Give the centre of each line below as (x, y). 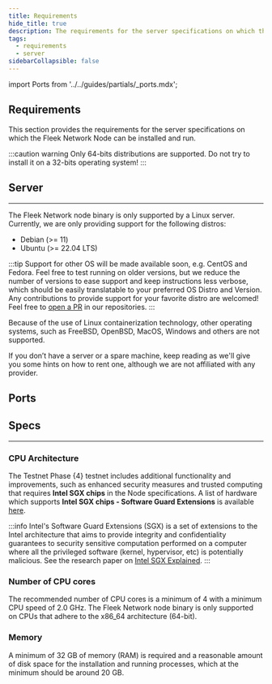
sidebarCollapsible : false (54, 62)
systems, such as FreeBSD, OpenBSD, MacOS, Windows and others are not (134, 331)
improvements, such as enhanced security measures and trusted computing (136, 484)
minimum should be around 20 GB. (66, 672)
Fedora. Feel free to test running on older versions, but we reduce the (124, 272)
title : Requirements (43, 16)
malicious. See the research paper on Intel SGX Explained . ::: (109, 560)
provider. (23, 372)
